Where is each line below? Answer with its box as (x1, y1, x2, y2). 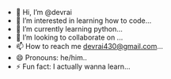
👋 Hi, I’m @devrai (15, 8, 73, 17)
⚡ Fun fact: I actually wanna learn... (15, 62, 131, 71)
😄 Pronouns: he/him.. (15, 53, 87, 62)
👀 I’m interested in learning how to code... (15, 16, 152, 25)
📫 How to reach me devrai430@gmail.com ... (15, 42, 164, 51)
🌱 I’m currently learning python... (15, 24, 123, 33)
